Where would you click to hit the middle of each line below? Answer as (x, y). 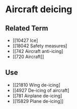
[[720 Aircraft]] (28, 57)
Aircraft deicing (39, 9)
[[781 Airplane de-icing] (37, 96)
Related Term (27, 28)
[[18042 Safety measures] (40, 46)
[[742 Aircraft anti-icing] (38, 51)
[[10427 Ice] (25, 40)
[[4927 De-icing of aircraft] (41, 90)
